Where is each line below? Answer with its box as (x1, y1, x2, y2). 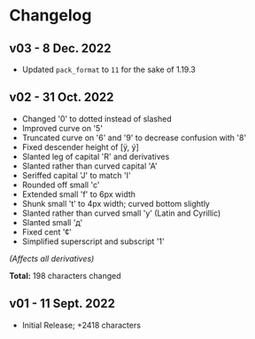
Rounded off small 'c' (21, 179, 100, 190)
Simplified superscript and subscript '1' (21, 236, 166, 247)
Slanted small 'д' (21, 217, 83, 227)
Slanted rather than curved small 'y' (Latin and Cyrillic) (21, 208, 221, 218)
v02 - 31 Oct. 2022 (9, 90, 114, 105)
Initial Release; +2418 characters (21, 319, 142, 330)
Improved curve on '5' (21, 122, 104, 133)
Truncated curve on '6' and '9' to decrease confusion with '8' (21, 132, 247, 143)
